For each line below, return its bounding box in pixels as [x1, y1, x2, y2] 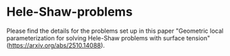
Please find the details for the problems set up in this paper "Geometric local [6, 27, 224, 35]
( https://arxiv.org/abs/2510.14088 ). [6, 41, 105, 49]
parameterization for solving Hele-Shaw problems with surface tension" [6, 33, 211, 42]
